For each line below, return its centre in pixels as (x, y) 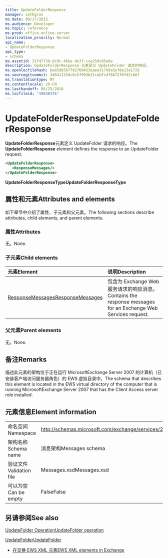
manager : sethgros (24, 14)
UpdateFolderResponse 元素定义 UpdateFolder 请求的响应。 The (71, 143)
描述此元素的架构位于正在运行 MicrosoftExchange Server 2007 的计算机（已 (83, 372)
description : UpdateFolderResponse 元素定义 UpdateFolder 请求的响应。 (77, 65)
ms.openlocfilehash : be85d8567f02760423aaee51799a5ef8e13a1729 (72, 70)
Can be (16, 492)
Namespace (22, 433)
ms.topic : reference (27, 28)
